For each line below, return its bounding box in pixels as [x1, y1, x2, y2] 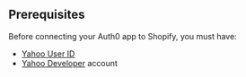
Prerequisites [8, 7, 85, 22]
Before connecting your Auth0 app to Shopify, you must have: [8, 30, 237, 41]
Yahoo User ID [21, 48, 75, 59]
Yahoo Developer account [21, 57, 119, 68]
